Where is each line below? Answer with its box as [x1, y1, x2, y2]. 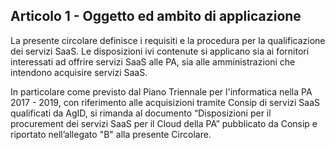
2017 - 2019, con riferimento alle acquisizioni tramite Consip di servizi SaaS [10, 96, 321, 108]
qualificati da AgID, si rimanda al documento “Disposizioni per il [10, 107, 272, 119]
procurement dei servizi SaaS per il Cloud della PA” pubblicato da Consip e [10, 117, 318, 129]
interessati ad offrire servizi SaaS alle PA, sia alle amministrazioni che [10, 55, 296, 68]
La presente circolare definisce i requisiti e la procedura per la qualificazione [10, 34, 326, 46]
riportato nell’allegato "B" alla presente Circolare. [10, 128, 212, 140]
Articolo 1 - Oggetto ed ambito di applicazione [10, 8, 302, 25]
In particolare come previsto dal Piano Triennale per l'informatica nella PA [10, 85, 313, 98]
